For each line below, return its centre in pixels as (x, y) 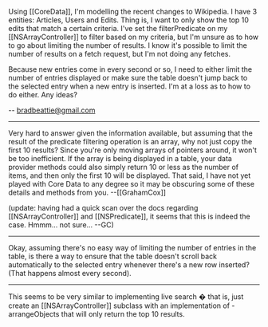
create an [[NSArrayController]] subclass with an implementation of (119, 305)
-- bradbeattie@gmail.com (52, 110)
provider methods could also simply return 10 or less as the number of (124, 167)
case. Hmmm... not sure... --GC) (61, 225)
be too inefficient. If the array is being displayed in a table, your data (120, 158)
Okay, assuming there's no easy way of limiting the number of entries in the (132, 248)
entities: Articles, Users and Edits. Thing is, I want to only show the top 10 (129, 20)
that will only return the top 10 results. (123, 314)
